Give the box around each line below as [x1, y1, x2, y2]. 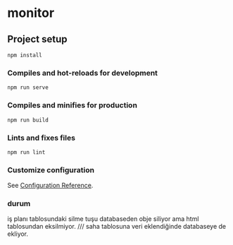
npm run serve [7, 84, 49, 91]
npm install [7, 52, 42, 59]
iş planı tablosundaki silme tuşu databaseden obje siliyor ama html [7, 215, 199, 223]
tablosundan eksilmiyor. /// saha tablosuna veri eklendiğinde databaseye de [7, 222, 227, 231]
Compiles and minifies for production [7, 100, 137, 110]
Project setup [7, 33, 68, 45]
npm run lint [7, 148, 46, 156]
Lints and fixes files [7, 133, 76, 143]
